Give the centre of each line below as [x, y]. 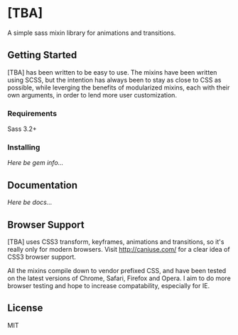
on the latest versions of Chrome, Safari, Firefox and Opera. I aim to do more [119, 278]
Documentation [43, 185]
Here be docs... [30, 202]
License [25, 308]
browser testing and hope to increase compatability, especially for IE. [109, 285]
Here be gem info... [36, 163]
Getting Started [42, 55]
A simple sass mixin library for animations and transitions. [92, 33]
